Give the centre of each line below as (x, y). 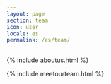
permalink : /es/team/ (39, 40)
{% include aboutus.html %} (48, 60)
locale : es (23, 34)
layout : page (26, 14)
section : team (28, 20)
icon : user (23, 27)
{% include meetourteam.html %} (55, 74)
